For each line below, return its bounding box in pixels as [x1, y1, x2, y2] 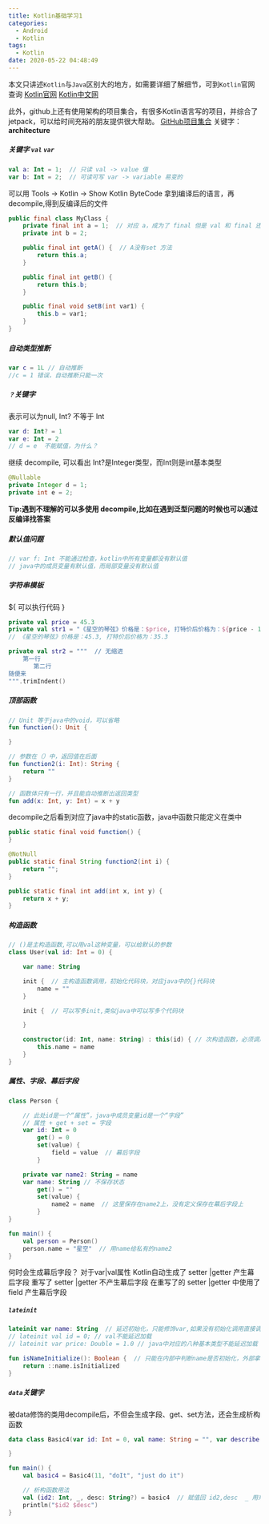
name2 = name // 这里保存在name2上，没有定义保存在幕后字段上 [50, 1200, 244, 1208]
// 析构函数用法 [22, 1486, 70, 1494]
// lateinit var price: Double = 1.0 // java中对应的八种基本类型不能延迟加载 [8, 1340, 259, 1349]
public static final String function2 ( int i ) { [8, 858, 171, 866]
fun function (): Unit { [8, 724, 88, 732]
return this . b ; [37, 280, 88, 288]
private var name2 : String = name [22, 1171, 138, 1179]
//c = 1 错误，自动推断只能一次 [8, 371, 103, 379]
